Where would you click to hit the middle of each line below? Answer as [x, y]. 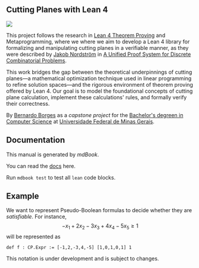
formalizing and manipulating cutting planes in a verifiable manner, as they [97, 48]
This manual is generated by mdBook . [53, 155]
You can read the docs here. [41, 166]
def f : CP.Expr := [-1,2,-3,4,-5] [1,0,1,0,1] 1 [69, 248]
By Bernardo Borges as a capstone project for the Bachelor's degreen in [95, 115]
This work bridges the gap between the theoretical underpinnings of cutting [99, 72]
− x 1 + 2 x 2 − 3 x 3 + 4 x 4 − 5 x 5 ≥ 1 [100, 227]
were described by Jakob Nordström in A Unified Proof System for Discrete [99, 54]
